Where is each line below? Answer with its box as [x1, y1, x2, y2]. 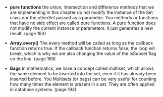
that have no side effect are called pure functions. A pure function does [9, 20, 156, 26]
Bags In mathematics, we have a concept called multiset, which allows [9, 65, 154, 71]
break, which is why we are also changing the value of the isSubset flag [9, 50, 157, 56]
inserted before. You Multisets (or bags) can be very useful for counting [9, 76, 157, 82]
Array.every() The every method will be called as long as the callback [9, 40, 153, 46]
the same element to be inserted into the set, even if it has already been [9, 71, 157, 76]
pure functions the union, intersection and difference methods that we [9, 4, 155, 10]
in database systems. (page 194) [9, 87, 77, 92]
